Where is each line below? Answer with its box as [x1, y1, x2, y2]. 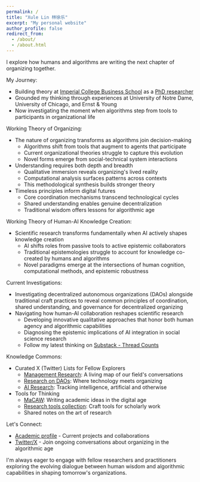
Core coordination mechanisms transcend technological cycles [23, 194, 179, 201]
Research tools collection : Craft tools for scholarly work [23, 403, 161, 410]
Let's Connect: [6, 420, 43, 428]
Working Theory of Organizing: [6, 125, 82, 132]
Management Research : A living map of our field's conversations [23, 371, 183, 378]
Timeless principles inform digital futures [14, 187, 116, 194]
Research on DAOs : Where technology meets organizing [23, 377, 162, 384]
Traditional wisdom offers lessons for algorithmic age [23, 206, 155, 213]
